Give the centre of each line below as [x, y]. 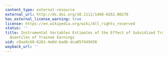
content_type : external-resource [40, 10]
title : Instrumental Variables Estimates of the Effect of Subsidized [80, 33]
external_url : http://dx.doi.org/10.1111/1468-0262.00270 [67, 14]
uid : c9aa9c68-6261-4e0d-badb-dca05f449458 [51, 42]
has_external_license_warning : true [43, 19]
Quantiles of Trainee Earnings [42, 38]
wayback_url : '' [22, 47]
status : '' [16, 28]
